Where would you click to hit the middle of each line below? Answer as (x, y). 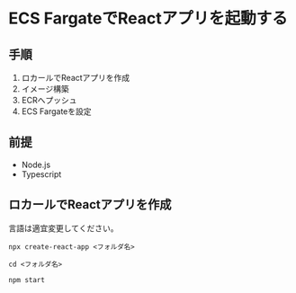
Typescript (41, 174)
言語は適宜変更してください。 (63, 228)
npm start (27, 280)
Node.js (36, 164)
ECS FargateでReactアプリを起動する (148, 18)
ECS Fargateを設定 (56, 111)
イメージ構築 (45, 89)
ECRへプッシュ (49, 100)
